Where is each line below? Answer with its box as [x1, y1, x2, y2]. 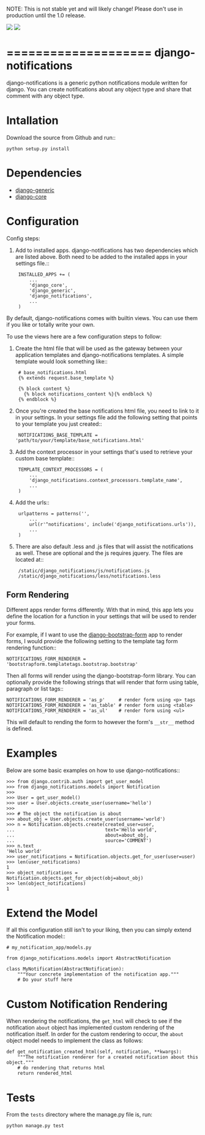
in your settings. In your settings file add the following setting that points [15, 413, 198, 421]
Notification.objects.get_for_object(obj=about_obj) [6, 875, 144, 881]
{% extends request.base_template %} [18, 375, 114, 381]
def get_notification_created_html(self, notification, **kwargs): [6, 1049, 182, 1055]
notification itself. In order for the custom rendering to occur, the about [6, 1030, 184, 1038]
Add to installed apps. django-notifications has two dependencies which [15, 246, 198, 254]
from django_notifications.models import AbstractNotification [6, 955, 171, 961]
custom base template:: [15, 454, 75, 462]
